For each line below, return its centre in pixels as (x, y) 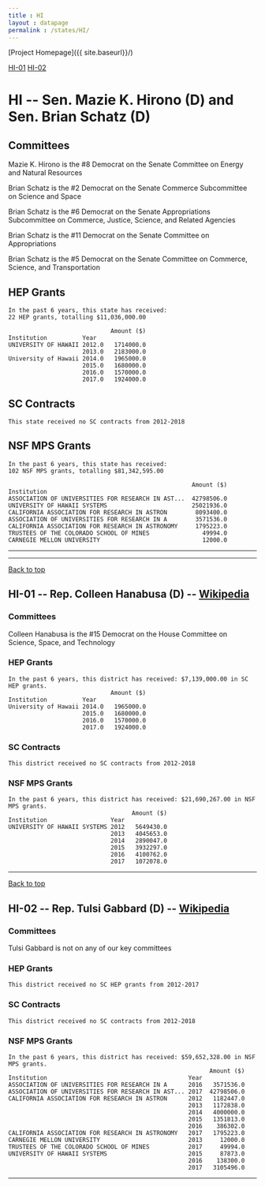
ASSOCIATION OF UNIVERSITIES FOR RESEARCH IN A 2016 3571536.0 (127, 1084)
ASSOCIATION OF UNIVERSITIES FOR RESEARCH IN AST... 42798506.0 (118, 498)
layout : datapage (38, 23)
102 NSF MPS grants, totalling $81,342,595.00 (86, 471)
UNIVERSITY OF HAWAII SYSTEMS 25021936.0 (118, 506)
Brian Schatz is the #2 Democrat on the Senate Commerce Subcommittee (128, 188)
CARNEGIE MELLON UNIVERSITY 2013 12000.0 (127, 1140)
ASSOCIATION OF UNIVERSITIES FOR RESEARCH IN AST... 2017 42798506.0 (127, 1092)
